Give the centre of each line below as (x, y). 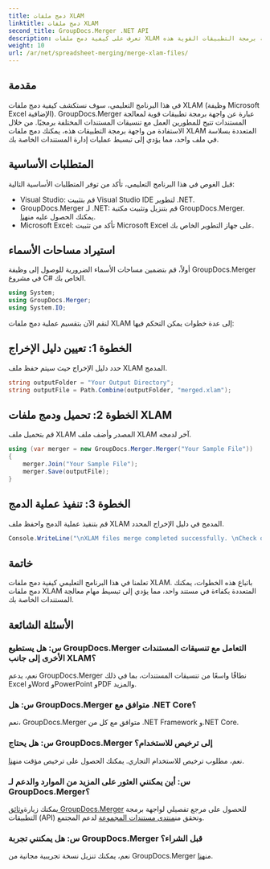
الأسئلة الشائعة (41, 625)
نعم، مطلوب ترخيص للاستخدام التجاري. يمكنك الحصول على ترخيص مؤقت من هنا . (127, 760)
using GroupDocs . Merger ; (50, 301)
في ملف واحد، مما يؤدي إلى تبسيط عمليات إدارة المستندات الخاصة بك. (114, 139)
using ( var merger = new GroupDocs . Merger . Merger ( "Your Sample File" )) (131, 449)
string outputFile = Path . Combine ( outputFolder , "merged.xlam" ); (120, 390)
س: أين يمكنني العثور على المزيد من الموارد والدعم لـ (99, 781)
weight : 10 (27, 46)
